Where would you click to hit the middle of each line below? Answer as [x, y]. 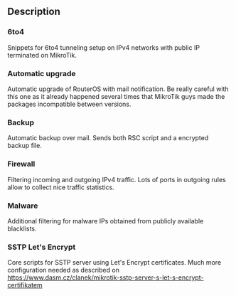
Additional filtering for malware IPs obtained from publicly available [106, 221]
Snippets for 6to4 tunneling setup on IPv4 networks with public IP [104, 47]
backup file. [25, 146]
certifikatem [25, 285]
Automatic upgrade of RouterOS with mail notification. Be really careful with [118, 89]
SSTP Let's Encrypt [42, 247]
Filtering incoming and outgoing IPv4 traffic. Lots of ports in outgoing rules [117, 179]
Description [34, 12]
